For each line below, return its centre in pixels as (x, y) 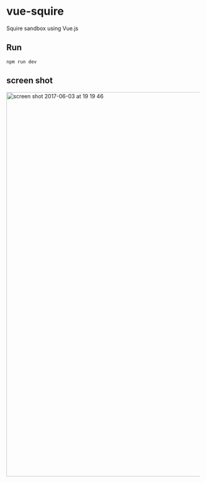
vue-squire (35, 11)
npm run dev (21, 62)
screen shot (30, 81)
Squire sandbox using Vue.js (42, 28)
